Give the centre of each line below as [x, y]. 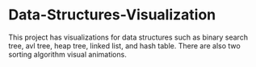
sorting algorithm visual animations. [67, 54]
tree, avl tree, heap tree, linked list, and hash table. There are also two [124, 45]
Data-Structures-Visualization [112, 15]
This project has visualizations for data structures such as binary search [128, 37]
